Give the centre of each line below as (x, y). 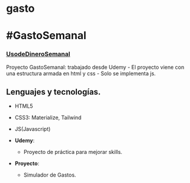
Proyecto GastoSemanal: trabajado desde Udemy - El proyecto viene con (95, 67)
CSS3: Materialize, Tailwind (48, 118)
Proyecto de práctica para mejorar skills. (73, 152)
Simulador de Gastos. (50, 175)
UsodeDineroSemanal (38, 54)
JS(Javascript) (33, 129)
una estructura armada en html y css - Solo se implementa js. (81, 73)
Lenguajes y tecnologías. (54, 92)
